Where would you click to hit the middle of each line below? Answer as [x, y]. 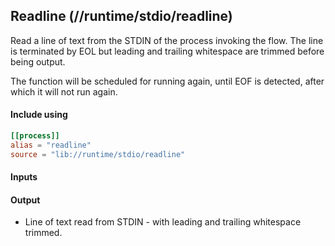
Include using [39, 115]
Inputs [24, 177]
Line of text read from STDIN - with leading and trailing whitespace [163, 222]
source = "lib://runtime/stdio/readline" [98, 154]
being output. [38, 61]
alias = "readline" [51, 145]
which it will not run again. [64, 91]
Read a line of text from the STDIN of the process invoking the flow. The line [167, 40]
